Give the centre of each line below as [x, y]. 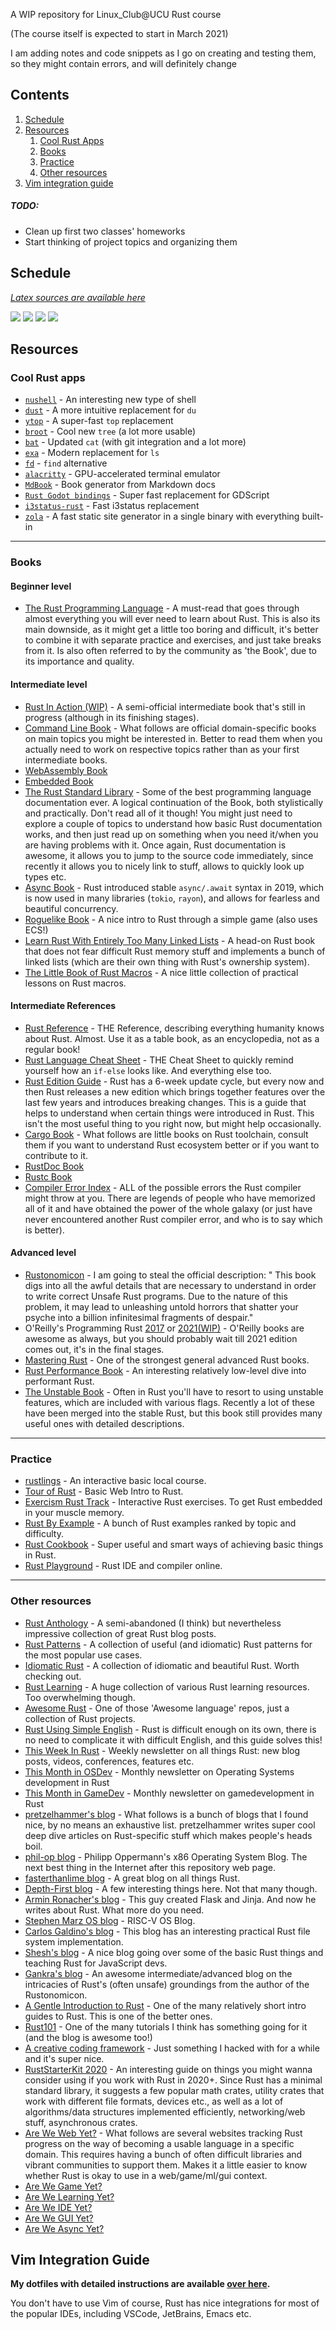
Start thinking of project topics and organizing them [131, 241]
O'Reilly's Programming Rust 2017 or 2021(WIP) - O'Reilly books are [164, 1328]
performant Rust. [59, 1381]
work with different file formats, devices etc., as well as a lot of [154, 2101]
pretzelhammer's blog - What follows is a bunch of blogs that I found [166, 1814]
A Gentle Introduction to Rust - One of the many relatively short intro [165, 2005]
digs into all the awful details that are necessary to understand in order [170, 1286]
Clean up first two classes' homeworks [105, 231]
